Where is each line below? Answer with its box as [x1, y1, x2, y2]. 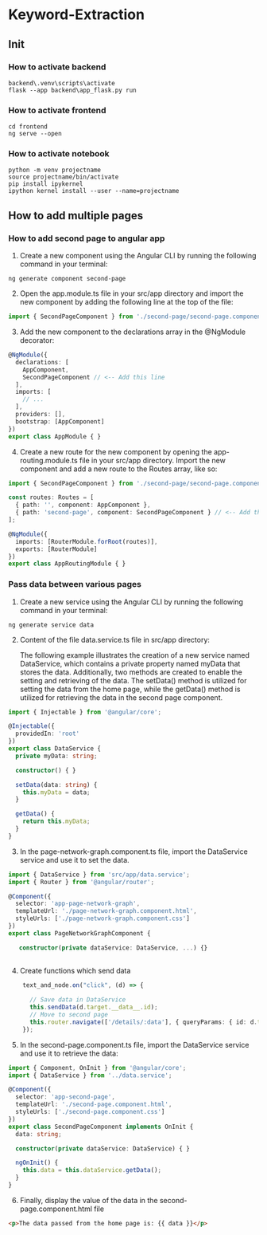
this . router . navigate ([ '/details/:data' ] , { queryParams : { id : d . [29, 1018, 258, 1026]
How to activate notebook [8, 148, 110, 159]
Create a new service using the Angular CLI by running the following [19, 596, 244, 607]
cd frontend [8, 123, 48, 131]
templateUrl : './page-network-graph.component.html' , [15, 907, 197, 915]
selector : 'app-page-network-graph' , [15, 899, 141, 908]
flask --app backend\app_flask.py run [8, 86, 137, 94]
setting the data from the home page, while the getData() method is [19, 684, 241, 694]
